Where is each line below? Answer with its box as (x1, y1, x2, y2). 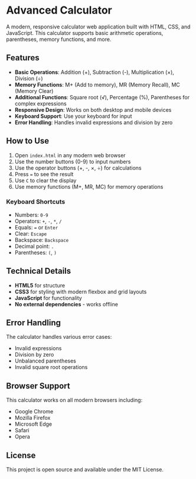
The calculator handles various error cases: (6, 334, 112, 341)
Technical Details (6, 266, 71, 276)
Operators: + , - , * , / (14, 217, 62, 225)
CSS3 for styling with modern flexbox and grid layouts (14, 288, 147, 295)
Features (6, 53, 40, 63)
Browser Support (6, 381, 71, 391)
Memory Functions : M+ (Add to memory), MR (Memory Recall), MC (14, 81, 180, 88)
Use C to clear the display (14, 177, 77, 184)
